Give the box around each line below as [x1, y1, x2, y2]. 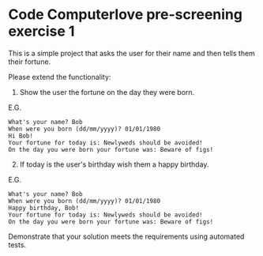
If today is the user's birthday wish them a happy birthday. [19, 160, 209, 169]
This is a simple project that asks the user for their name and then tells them [8, 48, 255, 58]
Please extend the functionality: [8, 72, 111, 81]
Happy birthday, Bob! [8, 204, 80, 212]
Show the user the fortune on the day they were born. [19, 87, 195, 96]
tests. [8, 239, 26, 250]
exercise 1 [8, 22, 75, 40]
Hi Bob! [8, 132, 34, 140]
